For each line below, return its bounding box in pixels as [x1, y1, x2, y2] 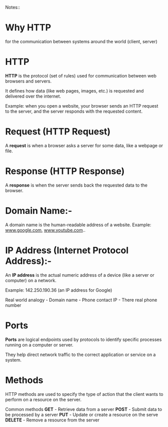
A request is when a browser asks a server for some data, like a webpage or [5, 142, 163, 148]
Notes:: [5, 5, 21, 10]
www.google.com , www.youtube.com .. [5, 227, 86, 233]
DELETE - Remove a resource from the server [5, 417, 100, 423]
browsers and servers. [5, 78, 52, 84]
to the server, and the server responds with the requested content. [5, 108, 143, 114]
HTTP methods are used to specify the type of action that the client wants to [5, 391, 163, 397]
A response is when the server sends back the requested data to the [5, 182, 148, 188]
